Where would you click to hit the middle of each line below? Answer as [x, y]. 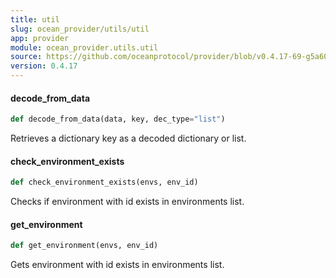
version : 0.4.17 [44, 66]
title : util [35, 19]
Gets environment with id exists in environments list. [117, 265]
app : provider [40, 38]
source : [26, 57]
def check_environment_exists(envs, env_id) [104, 182]
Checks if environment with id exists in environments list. [127, 202]
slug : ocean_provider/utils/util [80, 29]
